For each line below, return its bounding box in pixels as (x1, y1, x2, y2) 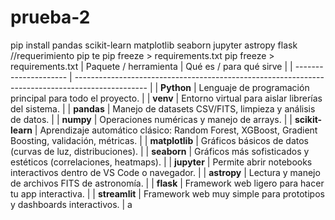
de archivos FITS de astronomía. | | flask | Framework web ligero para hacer (10, 177, 325, 189)
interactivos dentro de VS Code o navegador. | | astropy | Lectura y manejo (10, 166, 321, 178)
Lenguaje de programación (198, 81, 310, 93)
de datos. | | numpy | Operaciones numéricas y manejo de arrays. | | (10, 113, 293, 125)
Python (160, 81, 192, 93)
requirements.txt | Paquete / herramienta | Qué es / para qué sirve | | (10, 60, 293, 72)
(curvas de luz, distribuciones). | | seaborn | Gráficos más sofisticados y (10, 145, 310, 157)
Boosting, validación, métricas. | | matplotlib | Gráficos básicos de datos (10, 134, 310, 146)
